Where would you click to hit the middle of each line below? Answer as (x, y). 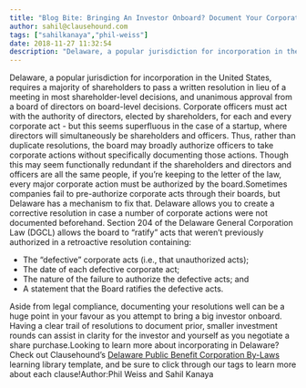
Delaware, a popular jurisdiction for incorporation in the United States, (141, 77)
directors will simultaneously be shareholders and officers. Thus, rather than (153, 136)
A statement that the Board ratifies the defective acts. (123, 289)
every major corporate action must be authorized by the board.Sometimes (148, 184)
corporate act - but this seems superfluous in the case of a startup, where (148, 126)
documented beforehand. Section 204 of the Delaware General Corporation (151, 223)
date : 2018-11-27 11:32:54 (61, 43)
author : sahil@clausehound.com (69, 26)
